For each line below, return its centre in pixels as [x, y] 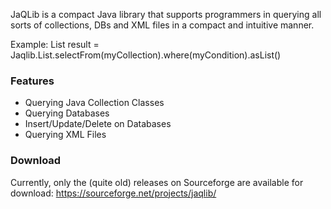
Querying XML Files [65, 135]
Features [32, 81]
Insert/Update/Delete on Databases [98, 124]
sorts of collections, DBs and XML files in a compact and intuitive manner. [162, 25]
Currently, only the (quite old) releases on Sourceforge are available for [157, 182]
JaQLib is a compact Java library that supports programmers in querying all [166, 14]
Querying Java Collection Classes [94, 103]
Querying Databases [67, 113]
